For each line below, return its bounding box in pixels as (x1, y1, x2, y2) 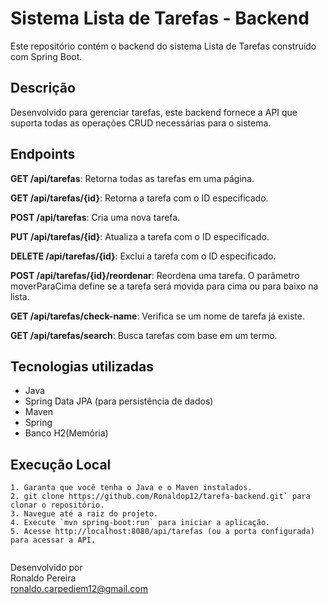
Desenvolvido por (10, 562, 83, 574)
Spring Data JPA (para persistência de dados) (24, 395, 214, 407)
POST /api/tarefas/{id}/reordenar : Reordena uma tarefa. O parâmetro (10, 269, 300, 281)
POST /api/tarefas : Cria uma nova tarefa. (10, 211, 181, 223)
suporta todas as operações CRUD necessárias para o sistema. (10, 117, 272, 129)
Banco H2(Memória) (24, 427, 109, 439)
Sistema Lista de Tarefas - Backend (10, 7, 310, 30)
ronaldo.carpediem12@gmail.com (10, 583, 148, 595)
